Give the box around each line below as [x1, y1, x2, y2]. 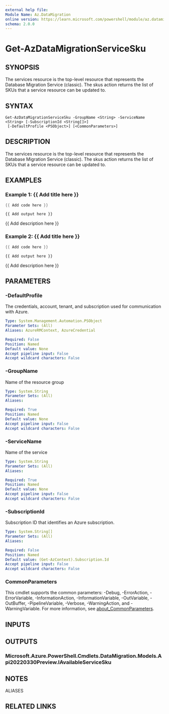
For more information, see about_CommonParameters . [42, 606, 154, 612]
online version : [5, 17, 39, 22]
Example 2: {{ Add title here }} [5, 233, 80, 240]
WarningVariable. [5, 606, 41, 612]
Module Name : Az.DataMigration [5, 12, 71, 17]
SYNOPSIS [5, 63, 40, 71]
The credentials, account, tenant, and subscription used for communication [5, 303, 161, 309]
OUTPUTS [5, 638, 38, 646]
